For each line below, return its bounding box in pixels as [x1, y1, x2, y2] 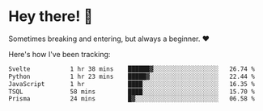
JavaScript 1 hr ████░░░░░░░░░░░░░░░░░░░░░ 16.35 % [8, 80, 255, 88]
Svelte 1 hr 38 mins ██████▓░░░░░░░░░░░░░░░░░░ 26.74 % [8, 64, 255, 73]
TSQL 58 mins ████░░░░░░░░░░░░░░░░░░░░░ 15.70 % [8, 88, 255, 96]
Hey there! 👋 [8, 7, 93, 26]
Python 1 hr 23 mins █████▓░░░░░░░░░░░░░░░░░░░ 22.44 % [8, 72, 255, 80]
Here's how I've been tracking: [8, 49, 111, 59]
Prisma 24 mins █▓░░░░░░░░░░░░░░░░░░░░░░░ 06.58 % [8, 95, 255, 103]
